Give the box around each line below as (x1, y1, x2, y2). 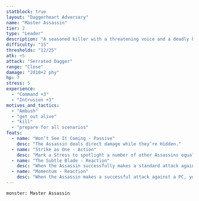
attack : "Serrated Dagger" (6, 58, 73, 64)
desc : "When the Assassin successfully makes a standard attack (17, 163, 179, 169)
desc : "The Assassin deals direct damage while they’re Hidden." (17, 141, 182, 147)
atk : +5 (6, 53, 25, 59)
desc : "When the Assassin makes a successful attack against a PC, (17, 174, 187, 180)
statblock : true (6, 8, 46, 15)
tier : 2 (6, 25, 25, 31)
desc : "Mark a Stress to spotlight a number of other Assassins (17, 152, 179, 158)
